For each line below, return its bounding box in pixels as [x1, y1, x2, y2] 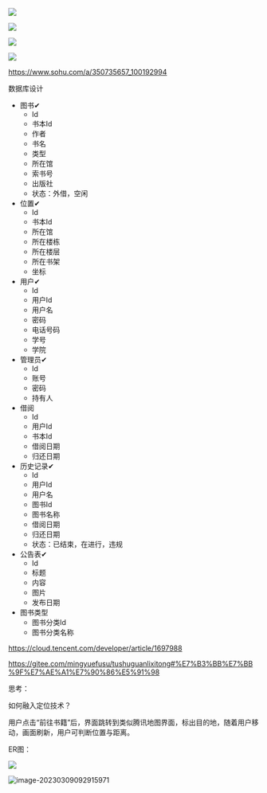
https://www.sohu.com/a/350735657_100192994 [8, 68, 167, 76]
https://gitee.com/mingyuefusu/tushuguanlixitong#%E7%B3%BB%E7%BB [8, 659, 253, 668]
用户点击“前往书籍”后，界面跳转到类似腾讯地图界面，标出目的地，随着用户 [8, 717, 253, 727]
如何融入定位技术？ [8, 701, 72, 710]
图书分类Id [31, 618, 66, 627]
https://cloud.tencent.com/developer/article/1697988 [8, 643, 183, 653]
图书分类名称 [31, 627, 74, 637]
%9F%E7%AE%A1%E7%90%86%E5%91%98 [8, 667, 160, 677]
